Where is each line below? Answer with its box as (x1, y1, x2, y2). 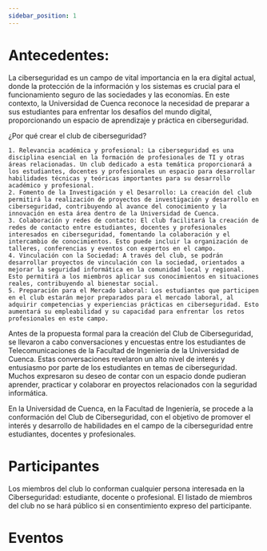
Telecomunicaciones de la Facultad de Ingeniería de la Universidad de (8, 345, 240, 355)
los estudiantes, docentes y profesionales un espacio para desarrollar (8, 167, 256, 175)
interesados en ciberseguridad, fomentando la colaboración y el (8, 230, 230, 239)
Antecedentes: (8, 46, 110, 64)
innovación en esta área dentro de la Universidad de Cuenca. (8, 209, 220, 217)
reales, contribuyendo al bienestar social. (8, 280, 159, 288)
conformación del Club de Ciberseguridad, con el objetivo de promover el (8, 412, 251, 421)
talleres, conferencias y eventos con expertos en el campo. (8, 244, 217, 252)
